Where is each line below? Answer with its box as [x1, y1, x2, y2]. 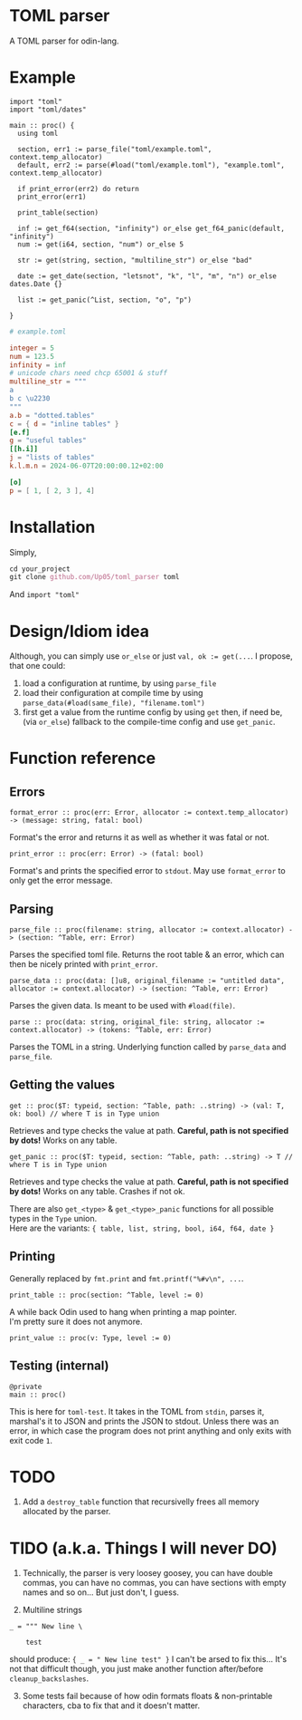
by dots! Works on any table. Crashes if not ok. [9, 1185, 185, 1196]
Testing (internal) [9, 1358, 109, 1374]
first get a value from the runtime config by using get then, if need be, [22, 707, 283, 718]
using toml [17, 129, 59, 138]
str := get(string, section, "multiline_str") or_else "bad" [17, 256, 253, 265]
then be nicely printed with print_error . [9, 959, 158, 970]
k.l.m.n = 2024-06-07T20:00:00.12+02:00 [9, 461, 165, 470]
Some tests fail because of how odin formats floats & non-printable [22, 1691, 273, 1702]
